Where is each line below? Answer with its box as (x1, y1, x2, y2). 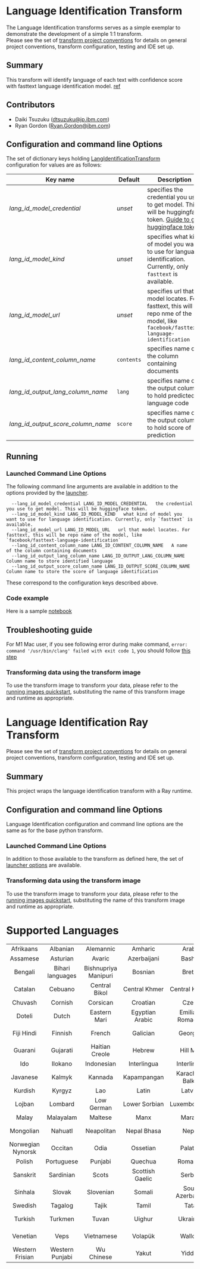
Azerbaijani (127, 954, 160, 962)
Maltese (89, 1113, 112, 1122)
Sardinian (48, 1171, 76, 1179)
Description (157, 175, 192, 184)
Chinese (89, 1252, 112, 1261)
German (89, 1103, 112, 1111)
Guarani (13, 1046, 36, 1054)
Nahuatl (51, 1126, 73, 1135)
